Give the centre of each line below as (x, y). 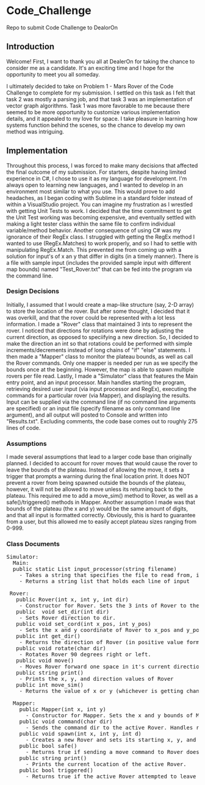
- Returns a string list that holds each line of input (105, 581)
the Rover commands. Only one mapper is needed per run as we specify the (102, 363)
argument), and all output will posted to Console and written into (87, 415)
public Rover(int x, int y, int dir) (73, 600)
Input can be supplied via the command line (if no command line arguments (101, 402)
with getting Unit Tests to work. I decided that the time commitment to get (99, 210)
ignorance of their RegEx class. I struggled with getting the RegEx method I (101, 237)
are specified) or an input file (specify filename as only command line (93, 408)
